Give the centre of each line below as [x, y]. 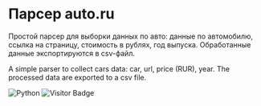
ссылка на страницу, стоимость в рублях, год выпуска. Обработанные [130, 44]
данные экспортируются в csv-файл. [71, 53]
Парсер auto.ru [61, 14]
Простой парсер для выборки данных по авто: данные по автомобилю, [131, 36]
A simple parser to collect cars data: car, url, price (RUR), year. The [119, 68]
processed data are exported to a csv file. [77, 77]
